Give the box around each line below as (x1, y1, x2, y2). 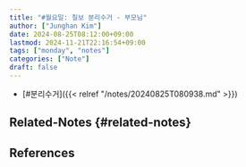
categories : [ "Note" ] (9, 54, 90, 63)
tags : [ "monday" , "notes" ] (9, 46, 110, 55)
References (9, 145, 75, 161)
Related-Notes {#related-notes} (9, 115, 192, 130)
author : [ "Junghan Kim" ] (9, 21, 102, 30)
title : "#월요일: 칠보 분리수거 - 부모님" (9, 13, 148, 22)
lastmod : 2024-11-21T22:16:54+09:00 (9, 38, 146, 47)
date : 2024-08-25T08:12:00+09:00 (9, 29, 134, 38)
